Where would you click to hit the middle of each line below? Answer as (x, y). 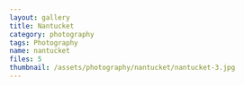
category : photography (52, 34)
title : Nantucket (42, 26)
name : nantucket (40, 51)
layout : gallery (40, 17)
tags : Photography (44, 43)
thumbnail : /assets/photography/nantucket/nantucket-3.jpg (122, 68)
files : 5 (26, 59)
